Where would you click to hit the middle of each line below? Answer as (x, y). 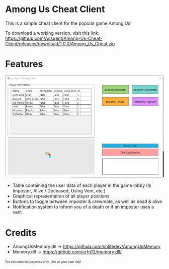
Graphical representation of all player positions (61, 196)
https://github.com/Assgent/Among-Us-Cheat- (54, 38)
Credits (21, 232)
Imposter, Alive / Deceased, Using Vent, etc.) (59, 191)
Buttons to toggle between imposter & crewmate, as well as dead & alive (87, 201)
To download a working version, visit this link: (52, 33)
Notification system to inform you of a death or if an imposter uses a (83, 207)
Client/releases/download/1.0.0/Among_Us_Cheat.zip (60, 43)
